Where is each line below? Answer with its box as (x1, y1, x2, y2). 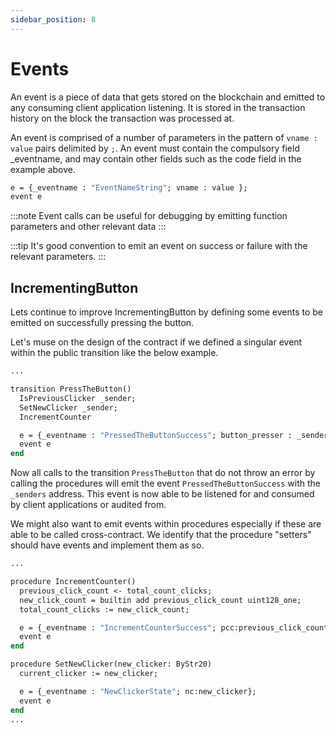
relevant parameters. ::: (10, 251, 107, 263)
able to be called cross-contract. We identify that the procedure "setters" (10, 529, 312, 541)
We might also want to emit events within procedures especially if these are (10, 518, 322, 530)
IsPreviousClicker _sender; (19, 393, 137, 403)
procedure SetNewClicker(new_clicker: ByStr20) (10, 659, 213, 670)
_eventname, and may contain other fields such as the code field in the (10, 152, 302, 165)
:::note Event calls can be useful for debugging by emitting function (10, 210, 288, 222)
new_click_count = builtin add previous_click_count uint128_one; (19, 595, 302, 605)
